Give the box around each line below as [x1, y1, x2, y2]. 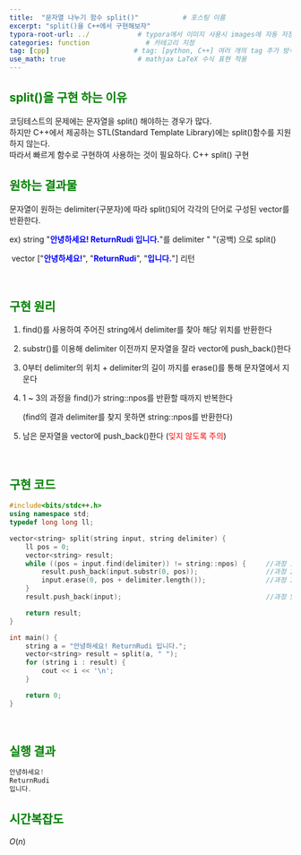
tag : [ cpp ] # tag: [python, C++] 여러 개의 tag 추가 [9, 47, 279, 56]
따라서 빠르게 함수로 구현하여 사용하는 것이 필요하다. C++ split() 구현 [9, 149, 249, 160]
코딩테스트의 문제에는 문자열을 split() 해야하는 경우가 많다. [9, 116, 212, 126]
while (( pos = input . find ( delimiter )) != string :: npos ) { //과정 [25, 559, 287, 568]
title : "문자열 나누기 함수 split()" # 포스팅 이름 [9, 13, 226, 22]
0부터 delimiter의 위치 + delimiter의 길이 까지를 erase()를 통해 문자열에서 [21, 362, 280, 373]
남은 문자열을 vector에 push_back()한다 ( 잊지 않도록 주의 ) [21, 431, 227, 442]
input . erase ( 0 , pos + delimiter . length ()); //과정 [41, 575, 287, 585]
